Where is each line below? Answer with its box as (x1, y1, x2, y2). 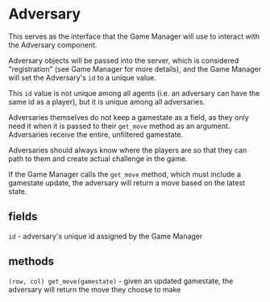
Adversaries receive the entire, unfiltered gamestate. (8, 130, 184, 139)
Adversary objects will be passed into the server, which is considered (8, 56, 239, 65)
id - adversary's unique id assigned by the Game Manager (8, 231, 203, 241)
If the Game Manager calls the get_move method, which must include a (8, 169, 242, 179)
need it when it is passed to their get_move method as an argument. (8, 121, 231, 130)
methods (8, 254, 55, 268)
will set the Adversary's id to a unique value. (8, 72, 157, 82)
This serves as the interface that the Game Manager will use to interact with (8, 31, 260, 41)
